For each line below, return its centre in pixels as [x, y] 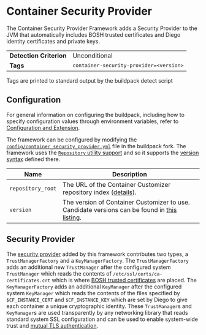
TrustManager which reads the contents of [59, 273]
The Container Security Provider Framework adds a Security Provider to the [102, 28]
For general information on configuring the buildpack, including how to [96, 115]
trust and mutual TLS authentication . [52, 325]
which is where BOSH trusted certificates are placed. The [124, 280]
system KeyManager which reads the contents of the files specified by [93, 293]
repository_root [33, 188]
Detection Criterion [38, 55]
